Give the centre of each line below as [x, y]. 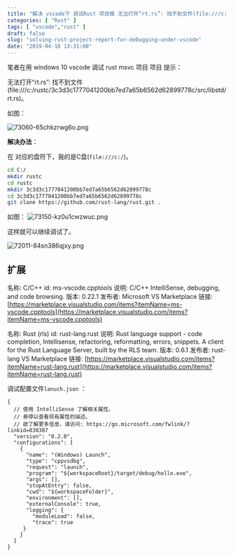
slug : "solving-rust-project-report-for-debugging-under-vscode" [104, 40]
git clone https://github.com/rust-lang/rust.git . [84, 203]
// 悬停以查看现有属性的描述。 [52, 417]
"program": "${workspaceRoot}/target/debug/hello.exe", [109, 474]
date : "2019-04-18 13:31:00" [50, 46]
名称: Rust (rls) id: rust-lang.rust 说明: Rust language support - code [105, 334]
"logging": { [45, 510]
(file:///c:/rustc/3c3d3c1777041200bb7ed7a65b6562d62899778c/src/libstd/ [117, 90]
